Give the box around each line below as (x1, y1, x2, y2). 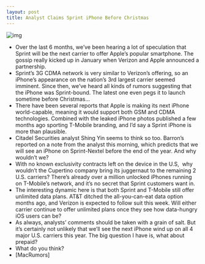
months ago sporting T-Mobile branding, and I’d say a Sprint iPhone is (15, 121, 192, 128)
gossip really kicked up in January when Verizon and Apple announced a (15, 56, 199, 64)
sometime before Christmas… (15, 95, 91, 103)
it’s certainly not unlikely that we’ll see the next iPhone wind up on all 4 (15, 225, 193, 232)
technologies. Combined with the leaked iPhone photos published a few (15, 114, 196, 122)
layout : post (6, 9, 40, 15)
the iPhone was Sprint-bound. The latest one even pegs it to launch (15, 89, 185, 96)
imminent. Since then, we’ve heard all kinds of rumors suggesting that (15, 82, 192, 89)
